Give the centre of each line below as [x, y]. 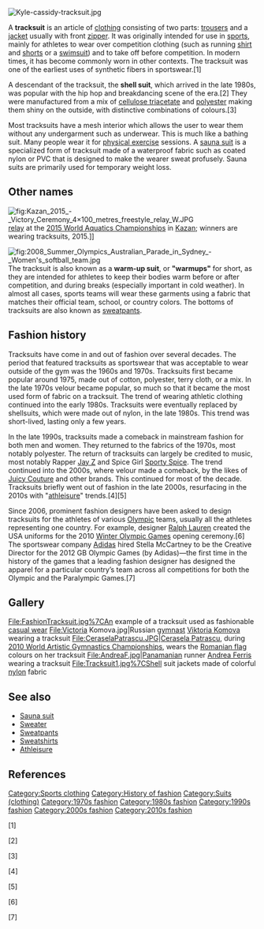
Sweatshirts [39, 741]
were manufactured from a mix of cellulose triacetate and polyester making [130, 102]
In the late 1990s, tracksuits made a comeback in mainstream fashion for [126, 436]
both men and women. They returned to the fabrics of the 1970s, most [122, 445]
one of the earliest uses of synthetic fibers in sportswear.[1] [105, 70]
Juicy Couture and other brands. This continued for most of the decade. [125, 479]
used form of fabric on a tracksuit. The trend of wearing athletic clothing [125, 396]
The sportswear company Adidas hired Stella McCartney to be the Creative [130, 544]
